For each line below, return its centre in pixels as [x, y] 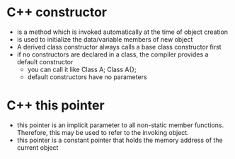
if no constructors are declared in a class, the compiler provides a [113, 54]
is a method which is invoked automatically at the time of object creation [122, 32]
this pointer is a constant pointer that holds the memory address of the [120, 140]
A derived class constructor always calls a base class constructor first [119, 47]
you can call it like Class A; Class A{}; [82, 69]
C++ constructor [57, 12]
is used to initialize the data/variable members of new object [105, 39]
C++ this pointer [56, 106]
